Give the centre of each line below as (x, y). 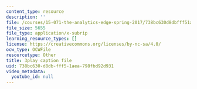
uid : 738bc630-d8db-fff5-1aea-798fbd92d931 (60, 66)
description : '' (26, 17)
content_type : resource (35, 11)
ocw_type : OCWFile (28, 50)
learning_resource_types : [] (42, 39)
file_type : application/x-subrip (47, 33)
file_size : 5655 (26, 28)
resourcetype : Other (31, 55)
